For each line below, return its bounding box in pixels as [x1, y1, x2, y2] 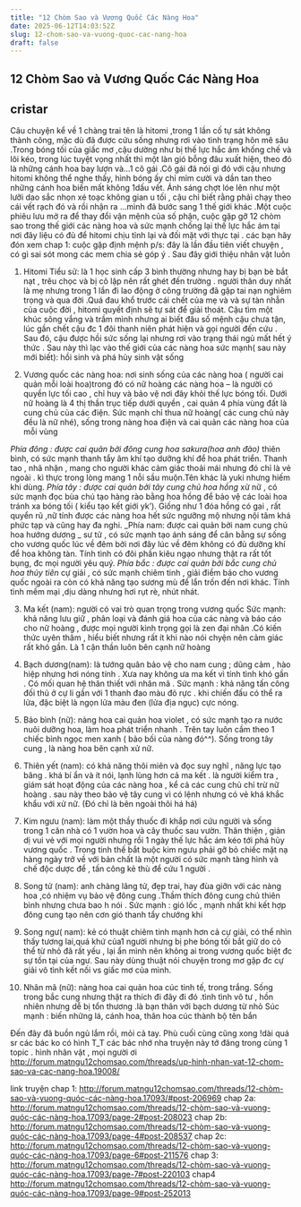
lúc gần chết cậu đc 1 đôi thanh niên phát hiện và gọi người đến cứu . [22, 323, 278, 334]
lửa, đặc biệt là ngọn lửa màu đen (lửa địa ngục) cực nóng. [22, 698, 239, 708]
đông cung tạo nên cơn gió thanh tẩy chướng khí [22, 910, 203, 920]
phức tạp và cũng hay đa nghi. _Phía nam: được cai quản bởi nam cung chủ [10, 520, 288, 531]
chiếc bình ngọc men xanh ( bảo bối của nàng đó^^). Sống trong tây [22, 733, 274, 744]
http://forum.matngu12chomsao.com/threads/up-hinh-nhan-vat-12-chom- [10, 1057, 285, 1067]
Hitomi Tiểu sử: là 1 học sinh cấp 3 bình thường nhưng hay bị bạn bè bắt [22, 266, 288, 278]
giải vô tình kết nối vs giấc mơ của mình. [22, 964, 172, 976]
